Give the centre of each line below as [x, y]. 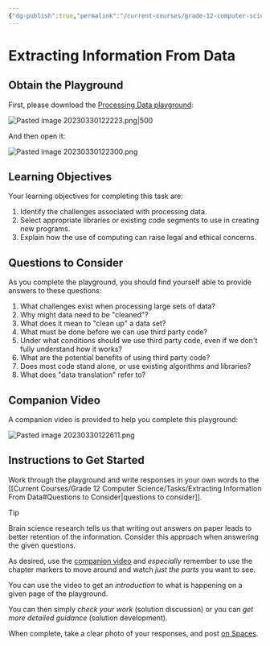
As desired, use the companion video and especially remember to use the [131, 561]
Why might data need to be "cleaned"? [84, 315]
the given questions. [42, 545]
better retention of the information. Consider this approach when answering [133, 536]
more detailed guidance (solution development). [88, 618]
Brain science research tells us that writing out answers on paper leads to [130, 528]
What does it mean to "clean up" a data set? [93, 324]
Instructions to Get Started [76, 460]
